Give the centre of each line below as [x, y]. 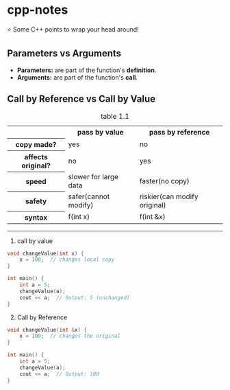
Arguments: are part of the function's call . [77, 77]
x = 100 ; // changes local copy [67, 260]
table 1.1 [115, 116]
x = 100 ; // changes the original [70, 336]
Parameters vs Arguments [64, 54]
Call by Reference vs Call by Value [81, 99]
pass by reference [180, 132]
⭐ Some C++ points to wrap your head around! [73, 29]
